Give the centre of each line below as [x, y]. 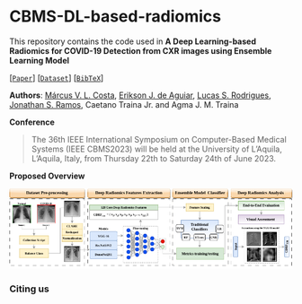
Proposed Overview [47, 176]
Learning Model [40, 60]
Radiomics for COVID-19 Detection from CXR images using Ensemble [141, 50]
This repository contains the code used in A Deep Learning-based [133, 41]
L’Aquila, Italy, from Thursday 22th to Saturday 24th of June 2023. [154, 158]
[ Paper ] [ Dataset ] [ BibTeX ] [57, 77]
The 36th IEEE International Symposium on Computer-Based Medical [159, 139]
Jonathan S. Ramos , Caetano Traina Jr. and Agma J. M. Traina [124, 104]
